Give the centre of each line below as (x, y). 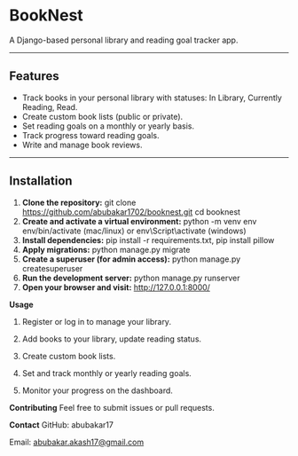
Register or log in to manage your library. (96, 321)
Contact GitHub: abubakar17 (61, 425)
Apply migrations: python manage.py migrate (106, 249)
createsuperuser (52, 268)
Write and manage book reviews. (82, 145)
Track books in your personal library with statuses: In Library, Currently (152, 98)
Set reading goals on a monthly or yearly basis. (108, 126)
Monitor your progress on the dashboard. (97, 390)
